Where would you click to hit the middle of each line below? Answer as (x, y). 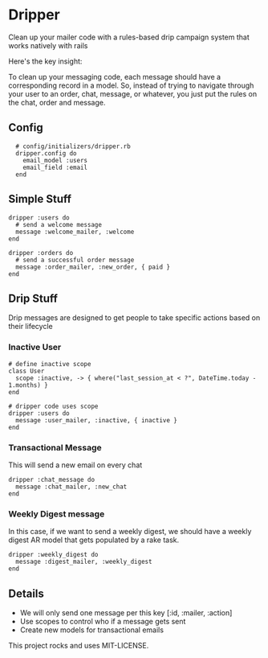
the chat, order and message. (57, 102)
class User (26, 371)
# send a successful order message (75, 260)
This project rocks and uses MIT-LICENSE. (79, 646)
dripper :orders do (41, 253)
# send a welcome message (59, 224)
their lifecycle (31, 327)
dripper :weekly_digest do (53, 555)
